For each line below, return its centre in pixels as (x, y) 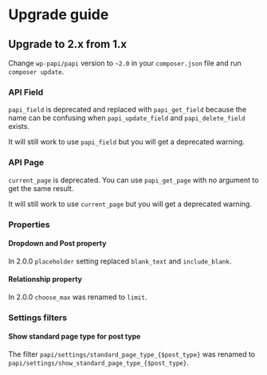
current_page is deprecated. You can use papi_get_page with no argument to (133, 180)
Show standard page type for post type (75, 337)
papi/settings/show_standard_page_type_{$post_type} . (98, 363)
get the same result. (41, 188)
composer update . (36, 72)
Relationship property (45, 279)
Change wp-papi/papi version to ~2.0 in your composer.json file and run (125, 63)
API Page (26, 162)
